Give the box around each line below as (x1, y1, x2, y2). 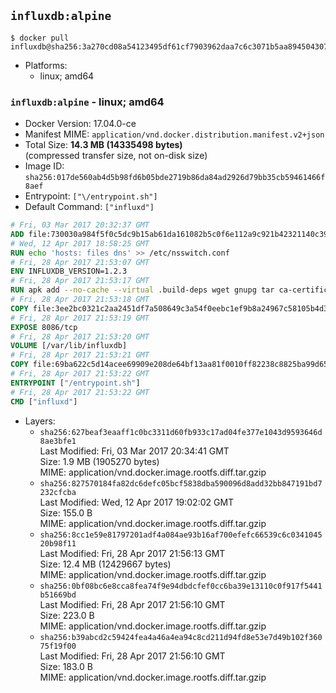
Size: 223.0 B (39, 609, 95, 621)
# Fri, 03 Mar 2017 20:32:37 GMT (10, 220, 150, 230)
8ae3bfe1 (39, 436, 77, 446)
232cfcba (39, 487, 77, 497)
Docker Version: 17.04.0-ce (24, 118, 137, 130)
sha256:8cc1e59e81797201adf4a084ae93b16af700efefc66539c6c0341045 (39, 530, 323, 540)
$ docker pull (10, 33, 70, 43)
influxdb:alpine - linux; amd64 (10, 95, 165, 109)
